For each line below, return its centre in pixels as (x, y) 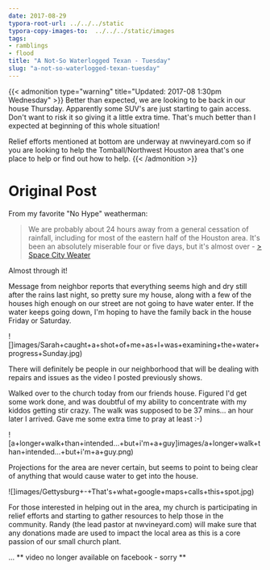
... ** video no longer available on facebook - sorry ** (98, 557)
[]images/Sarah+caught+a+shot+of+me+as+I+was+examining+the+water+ (134, 345)
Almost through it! (38, 270)
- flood (21, 53)
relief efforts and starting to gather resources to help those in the (116, 516)
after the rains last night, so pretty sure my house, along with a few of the (130, 295)
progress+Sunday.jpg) (46, 353)
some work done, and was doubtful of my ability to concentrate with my (128, 401)
